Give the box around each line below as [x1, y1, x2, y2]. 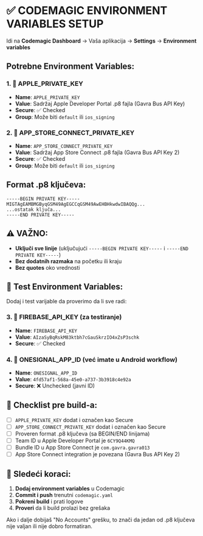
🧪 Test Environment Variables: [6, 281, 123, 292]
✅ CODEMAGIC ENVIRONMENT [6, 4, 168, 18]
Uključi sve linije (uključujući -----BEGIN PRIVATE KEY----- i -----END [15, 244, 188, 252]
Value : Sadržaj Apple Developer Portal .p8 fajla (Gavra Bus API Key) [15, 100, 185, 107]
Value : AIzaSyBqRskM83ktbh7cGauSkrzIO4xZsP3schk [15, 333, 140, 340]
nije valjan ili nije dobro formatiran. [6, 522, 93, 530]
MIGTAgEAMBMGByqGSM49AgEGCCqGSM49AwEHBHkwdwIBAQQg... [6, 201, 146, 207]
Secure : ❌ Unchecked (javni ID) [15, 382, 95, 389]
